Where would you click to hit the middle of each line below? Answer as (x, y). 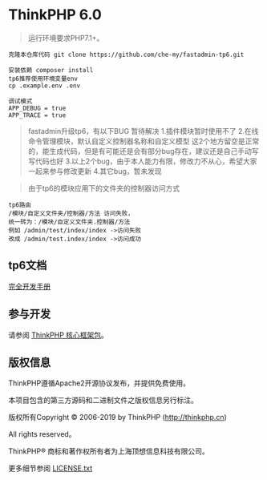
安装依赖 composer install (51, 70)
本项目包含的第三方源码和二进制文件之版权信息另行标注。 (103, 400)
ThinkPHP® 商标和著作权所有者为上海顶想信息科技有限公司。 (109, 451)
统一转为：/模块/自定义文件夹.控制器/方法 (69, 222)
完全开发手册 (29, 286)
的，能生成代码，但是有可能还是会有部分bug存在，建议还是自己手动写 (143, 151)
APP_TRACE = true (37, 115)
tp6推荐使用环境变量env (43, 79)
